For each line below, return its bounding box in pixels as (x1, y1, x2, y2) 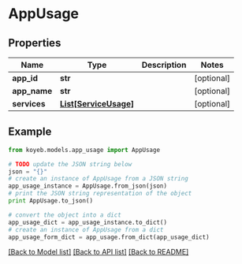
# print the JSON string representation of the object (8, 190, 192, 198)
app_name (12, 86, 53, 96)
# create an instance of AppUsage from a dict (8, 225, 164, 233)
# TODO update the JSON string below (8, 160, 132, 168)
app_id (12, 73, 38, 84)
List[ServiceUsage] (60, 99, 134, 109)
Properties (8, 36, 61, 50)
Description (141, 60, 187, 70)
